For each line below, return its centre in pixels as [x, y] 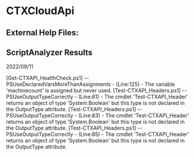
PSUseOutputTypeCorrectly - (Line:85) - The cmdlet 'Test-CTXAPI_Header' [97, 134]
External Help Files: [42, 33]
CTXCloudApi [40, 11]
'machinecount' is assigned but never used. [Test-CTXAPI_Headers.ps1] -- [97, 91]
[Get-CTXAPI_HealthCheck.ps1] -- [48, 78]
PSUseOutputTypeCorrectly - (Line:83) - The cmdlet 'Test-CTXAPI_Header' [97, 115]
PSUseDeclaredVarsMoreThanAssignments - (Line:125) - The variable [90, 84]
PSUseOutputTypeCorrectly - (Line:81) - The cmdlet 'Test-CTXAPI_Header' [97, 97]
